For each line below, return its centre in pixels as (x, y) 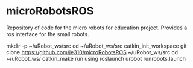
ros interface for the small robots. (48, 34)
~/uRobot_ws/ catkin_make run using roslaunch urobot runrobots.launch (96, 58)
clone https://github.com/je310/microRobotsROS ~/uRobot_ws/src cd (92, 52)
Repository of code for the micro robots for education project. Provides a (97, 28)
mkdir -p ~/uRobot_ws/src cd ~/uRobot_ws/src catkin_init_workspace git (96, 46)
